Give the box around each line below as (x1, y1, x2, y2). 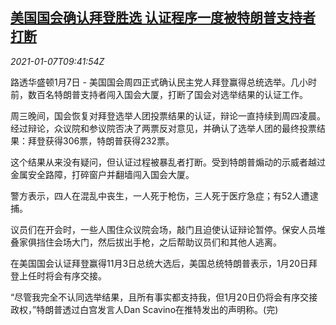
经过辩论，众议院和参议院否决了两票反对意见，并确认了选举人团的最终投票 (10, 122, 317, 134)
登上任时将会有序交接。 (10, 269, 107, 282)
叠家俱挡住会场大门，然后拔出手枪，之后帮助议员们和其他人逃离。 (10, 236, 282, 248)
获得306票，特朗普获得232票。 (44, 134, 175, 147)
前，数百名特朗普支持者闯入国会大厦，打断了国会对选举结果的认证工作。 (10, 88, 308, 100)
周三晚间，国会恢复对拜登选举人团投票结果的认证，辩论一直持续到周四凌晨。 (10, 109, 326, 122)
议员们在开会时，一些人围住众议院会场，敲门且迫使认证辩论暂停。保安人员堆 (10, 223, 326, 235)
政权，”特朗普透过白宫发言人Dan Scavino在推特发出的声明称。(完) (10, 303, 279, 315)
